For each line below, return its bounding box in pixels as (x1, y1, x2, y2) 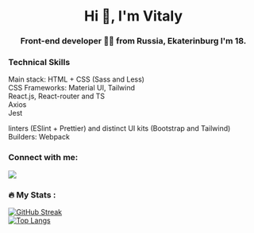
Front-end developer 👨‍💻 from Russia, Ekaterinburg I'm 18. (20, 36, 247, 47)
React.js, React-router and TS (8, 91, 106, 101)
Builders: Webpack (8, 132, 70, 142)
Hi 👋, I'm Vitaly (83, 7, 183, 25)
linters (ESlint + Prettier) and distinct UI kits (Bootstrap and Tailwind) (8, 124, 231, 133)
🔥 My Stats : (8, 189, 56, 201)
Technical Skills (8, 57, 71, 68)
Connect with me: (8, 152, 79, 163)
